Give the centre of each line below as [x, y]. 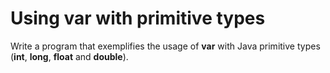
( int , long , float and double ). [69, 56]
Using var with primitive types [138, 18]
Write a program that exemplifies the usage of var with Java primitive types [165, 46]
